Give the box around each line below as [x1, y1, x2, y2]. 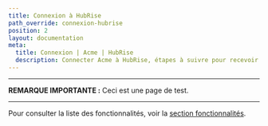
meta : [8, 41, 26, 49]
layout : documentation [8, 33, 84, 42]
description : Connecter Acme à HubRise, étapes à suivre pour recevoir [15, 57, 259, 65]
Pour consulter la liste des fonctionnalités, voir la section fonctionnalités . [8, 108, 246, 118]
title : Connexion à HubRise [8, 11, 102, 20]
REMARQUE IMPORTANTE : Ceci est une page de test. [8, 85, 189, 95]
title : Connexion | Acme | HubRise [15, 49, 134, 57]
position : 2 [8, 26, 48, 34]
